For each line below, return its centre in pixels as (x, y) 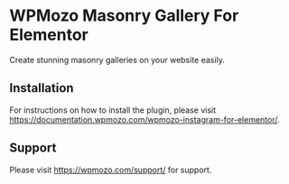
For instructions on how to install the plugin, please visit (113, 110)
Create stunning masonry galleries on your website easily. (117, 60)
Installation (42, 88)
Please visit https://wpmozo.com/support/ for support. (111, 170)
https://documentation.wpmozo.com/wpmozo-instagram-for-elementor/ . (144, 119)
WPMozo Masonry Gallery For (124, 16)
